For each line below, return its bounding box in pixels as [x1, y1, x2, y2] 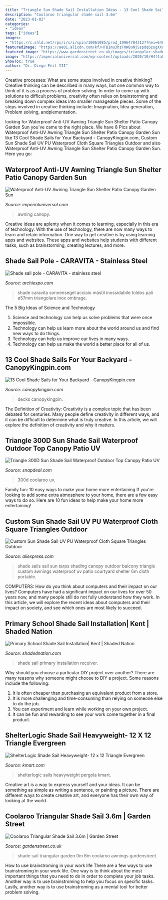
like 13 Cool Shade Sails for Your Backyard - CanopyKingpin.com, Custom [5, 135, 157, 141]
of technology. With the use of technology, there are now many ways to [5, 226, 152, 232]
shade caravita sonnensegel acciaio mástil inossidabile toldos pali [17, 289, 153, 295]
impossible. [12, 320, 36, 326]
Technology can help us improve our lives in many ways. [12, 336, 129, 342]
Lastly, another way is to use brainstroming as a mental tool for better [5, 883, 148, 889]
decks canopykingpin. [17, 396, 63, 402]
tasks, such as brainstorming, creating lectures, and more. [5, 242, 125, 248]
